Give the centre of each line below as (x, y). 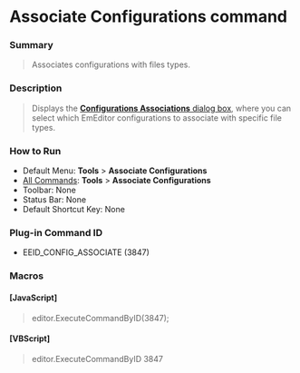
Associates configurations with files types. (111, 64)
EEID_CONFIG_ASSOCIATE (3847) (86, 252)
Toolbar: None (49, 190)
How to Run (35, 151)
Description (36, 88)
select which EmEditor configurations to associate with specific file (157, 118)
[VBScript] (30, 339)
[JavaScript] (33, 298)
